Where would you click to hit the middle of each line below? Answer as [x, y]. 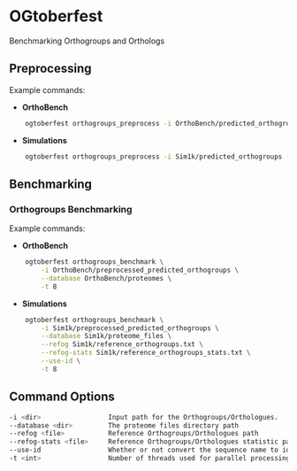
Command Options [62, 397]
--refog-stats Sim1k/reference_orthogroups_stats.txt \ [146, 353]
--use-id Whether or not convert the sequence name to [144, 450]
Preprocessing [50, 69]
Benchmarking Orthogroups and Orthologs [87, 41]
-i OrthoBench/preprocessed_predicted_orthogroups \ [140, 270]
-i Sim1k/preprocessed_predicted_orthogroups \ [130, 328]
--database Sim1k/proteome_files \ [107, 336]
